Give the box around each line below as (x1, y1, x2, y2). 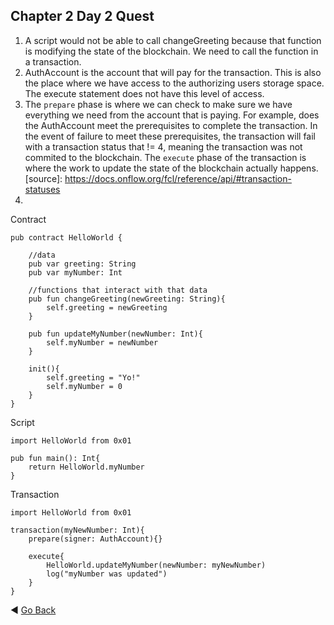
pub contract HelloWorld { (10, 232, 123, 243)
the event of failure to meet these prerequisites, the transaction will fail (24, 130, 317, 142)
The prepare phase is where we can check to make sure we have (24, 98, 293, 110)
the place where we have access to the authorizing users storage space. (24, 77, 325, 89)
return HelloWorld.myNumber (28, 462, 145, 472)
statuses (24, 183, 61, 195)
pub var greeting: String (28, 259, 137, 269)
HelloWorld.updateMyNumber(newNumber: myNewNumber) (46, 560, 267, 570)
